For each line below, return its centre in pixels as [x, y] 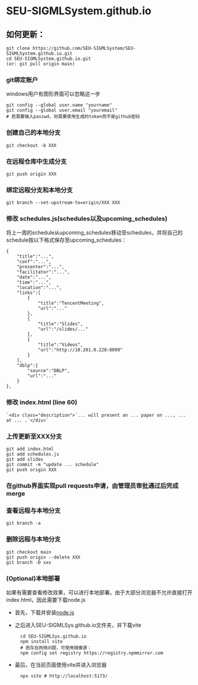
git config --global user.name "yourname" [59, 105]
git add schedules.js [33, 454]
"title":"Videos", [60, 345]
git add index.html [30, 449]
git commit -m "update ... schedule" [53, 465]
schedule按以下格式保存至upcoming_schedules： [66, 240]
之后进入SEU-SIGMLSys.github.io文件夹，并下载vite [78, 625]
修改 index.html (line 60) [42, 402]
